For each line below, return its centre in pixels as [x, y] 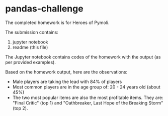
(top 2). [20, 108]
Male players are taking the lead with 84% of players [67, 81]
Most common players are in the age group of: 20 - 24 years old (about [87, 87]
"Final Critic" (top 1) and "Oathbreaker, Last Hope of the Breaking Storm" [88, 102]
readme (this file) [30, 47]
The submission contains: [32, 32]
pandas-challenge [45, 9]
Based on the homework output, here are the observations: [66, 72]
